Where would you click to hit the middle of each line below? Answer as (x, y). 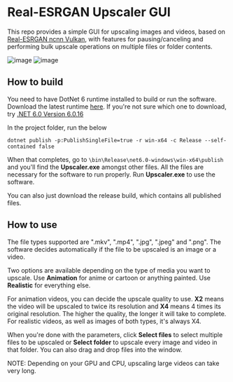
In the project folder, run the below (57, 128)
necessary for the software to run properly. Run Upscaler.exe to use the (111, 174)
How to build (35, 82)
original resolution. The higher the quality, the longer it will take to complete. (117, 313)
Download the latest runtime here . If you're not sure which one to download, (117, 107)
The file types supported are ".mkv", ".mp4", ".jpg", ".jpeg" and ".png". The (114, 242)
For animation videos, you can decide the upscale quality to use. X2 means (116, 299)
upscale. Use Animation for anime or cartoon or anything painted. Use (109, 278)
